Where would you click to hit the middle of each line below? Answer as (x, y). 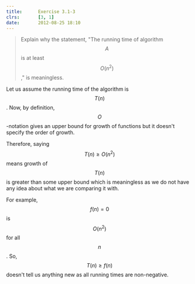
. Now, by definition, (31, 108)
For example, (22, 200)
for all (13, 238)
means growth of (27, 163)
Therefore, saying (28, 144)
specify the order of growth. (41, 133)
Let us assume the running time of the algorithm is (68, 89)
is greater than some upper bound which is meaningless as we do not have (98, 182)
